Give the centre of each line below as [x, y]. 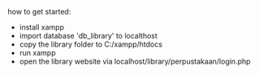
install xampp [41, 27]
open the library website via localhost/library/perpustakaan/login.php [135, 61]
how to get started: [39, 12]
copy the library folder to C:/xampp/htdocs [91, 44]
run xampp [37, 53]
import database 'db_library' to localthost [88, 36]
